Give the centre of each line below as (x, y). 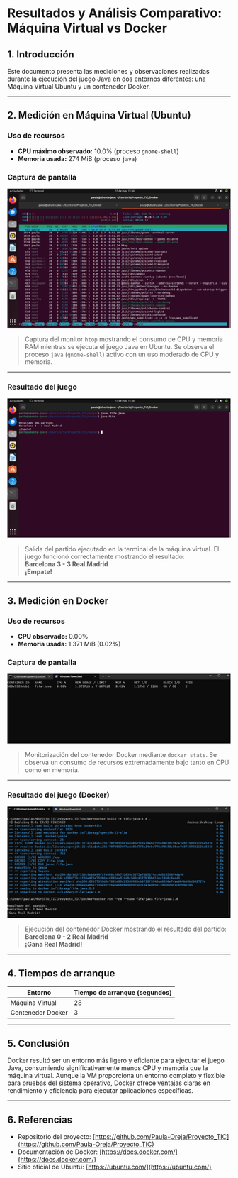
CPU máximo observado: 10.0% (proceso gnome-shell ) (98, 151)
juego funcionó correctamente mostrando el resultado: (104, 557)
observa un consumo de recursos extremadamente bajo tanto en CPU (127, 762)
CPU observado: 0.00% (53, 636)
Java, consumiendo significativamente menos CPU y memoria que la (108, 1068)
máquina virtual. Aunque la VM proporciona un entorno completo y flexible (116, 1076)
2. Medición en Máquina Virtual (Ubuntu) (99, 115)
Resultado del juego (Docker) (58, 795)
